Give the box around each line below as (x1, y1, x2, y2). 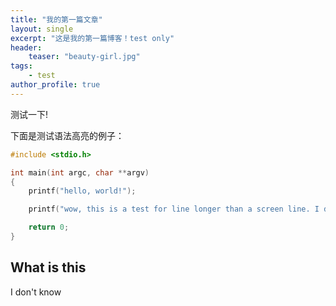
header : (10, 42, 43, 53)
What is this (10, 259, 87, 276)
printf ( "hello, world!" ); (28, 186, 137, 196)
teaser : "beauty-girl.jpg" (28, 52, 141, 62)
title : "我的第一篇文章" (10, 14, 103, 25)
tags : (10, 61, 33, 71)
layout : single (10, 24, 74, 34)
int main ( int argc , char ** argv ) (10, 167, 150, 178)
